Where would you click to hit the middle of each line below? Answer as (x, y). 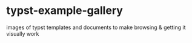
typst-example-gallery (65, 11)
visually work (23, 33)
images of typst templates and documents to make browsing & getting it (96, 27)
